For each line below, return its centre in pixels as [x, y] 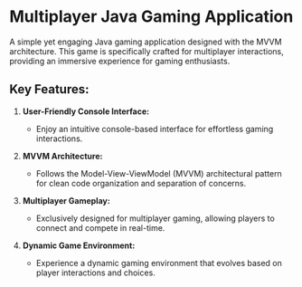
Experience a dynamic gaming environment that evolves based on [159, 263]
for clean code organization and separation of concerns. [141, 183]
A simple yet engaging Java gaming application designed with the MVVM [146, 42]
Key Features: [49, 89]
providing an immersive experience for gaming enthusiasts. [120, 61]
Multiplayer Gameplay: [66, 200]
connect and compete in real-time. [100, 227]
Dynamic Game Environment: [79, 245]
